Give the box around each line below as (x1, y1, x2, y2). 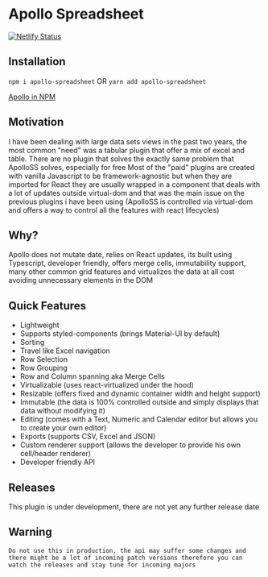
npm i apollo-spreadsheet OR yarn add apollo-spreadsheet (8, 76, 207, 85)
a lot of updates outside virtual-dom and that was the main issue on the (8, 188, 245, 197)
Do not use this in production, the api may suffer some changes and (8, 546, 247, 554)
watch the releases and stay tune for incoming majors (8, 561, 196, 569)
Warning (8, 525, 52, 539)
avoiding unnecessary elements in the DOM (8, 276, 154, 285)
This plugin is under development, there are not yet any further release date (8, 502, 260, 512)
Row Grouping (19, 363, 68, 373)
